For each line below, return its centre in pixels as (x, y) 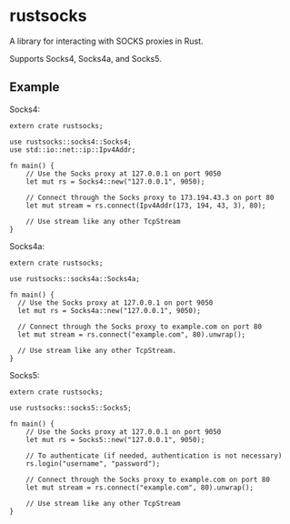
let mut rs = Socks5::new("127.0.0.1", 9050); (115, 439)
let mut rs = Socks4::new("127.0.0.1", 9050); (115, 181)
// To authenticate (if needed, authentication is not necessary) (154, 456)
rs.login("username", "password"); (93, 464)
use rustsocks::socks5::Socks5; (70, 408)
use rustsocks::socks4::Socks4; (70, 142)
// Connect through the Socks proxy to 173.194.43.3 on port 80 (150, 197)
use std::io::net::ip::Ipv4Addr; (73, 150)
